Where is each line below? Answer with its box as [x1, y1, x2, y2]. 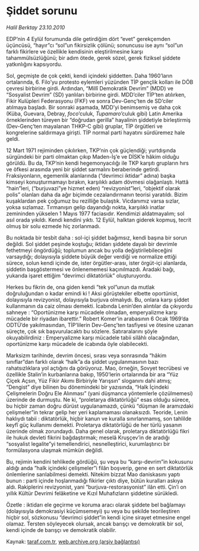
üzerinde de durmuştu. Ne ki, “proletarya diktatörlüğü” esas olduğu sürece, [6, 396, 191, 403]
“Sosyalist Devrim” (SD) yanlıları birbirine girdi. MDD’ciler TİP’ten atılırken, [6, 91, 186, 98]
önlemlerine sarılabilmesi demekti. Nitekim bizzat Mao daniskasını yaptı [6, 471, 180, 478]
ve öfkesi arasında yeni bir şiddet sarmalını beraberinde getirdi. [6, 165, 160, 173]
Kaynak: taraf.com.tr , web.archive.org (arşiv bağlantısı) [6, 538, 141, 545]
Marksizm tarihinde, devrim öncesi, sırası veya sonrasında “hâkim [6, 352, 167, 359]
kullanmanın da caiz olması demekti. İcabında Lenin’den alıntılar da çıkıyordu [6, 302, 193, 310]
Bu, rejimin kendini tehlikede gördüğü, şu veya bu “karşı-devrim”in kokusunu [6, 458, 193, 465]
